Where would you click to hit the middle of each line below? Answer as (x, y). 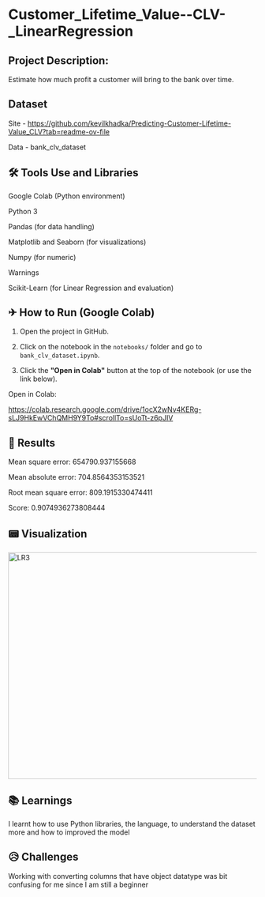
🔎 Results (32, 443)
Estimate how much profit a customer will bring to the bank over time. (121, 79)
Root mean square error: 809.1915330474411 (80, 492)
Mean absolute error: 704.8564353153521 (77, 477)
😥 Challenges (43, 857)
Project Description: (58, 60)
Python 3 (23, 211)
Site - (17, 123)
